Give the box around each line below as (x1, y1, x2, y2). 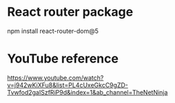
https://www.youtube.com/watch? (7, 73, 104, 82)
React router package (7, 4, 134, 20)
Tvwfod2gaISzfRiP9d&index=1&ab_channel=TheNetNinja (7, 88, 168, 96)
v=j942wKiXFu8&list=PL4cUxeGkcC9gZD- (7, 80, 129, 89)
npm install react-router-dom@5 (7, 27, 99, 35)
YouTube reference (7, 51, 119, 67)
